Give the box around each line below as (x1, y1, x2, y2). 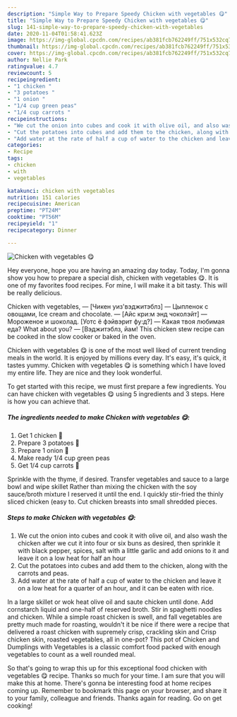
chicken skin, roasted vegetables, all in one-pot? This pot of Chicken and (7, 635, 220, 644)
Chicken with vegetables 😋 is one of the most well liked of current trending (7, 345, 226, 354)
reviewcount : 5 (7, 69, 52, 76)
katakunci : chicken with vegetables (7, 187, 115, 194)
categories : (7, 142, 42, 149)
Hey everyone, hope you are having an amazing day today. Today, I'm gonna (7, 266, 230, 274)
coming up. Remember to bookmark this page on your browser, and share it (7, 686, 227, 694)
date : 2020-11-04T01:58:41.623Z (7, 30, 102, 37)
